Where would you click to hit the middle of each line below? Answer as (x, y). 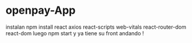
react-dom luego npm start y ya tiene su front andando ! (75, 33)
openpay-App (41, 10)
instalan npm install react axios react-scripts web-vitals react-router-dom (96, 27)
